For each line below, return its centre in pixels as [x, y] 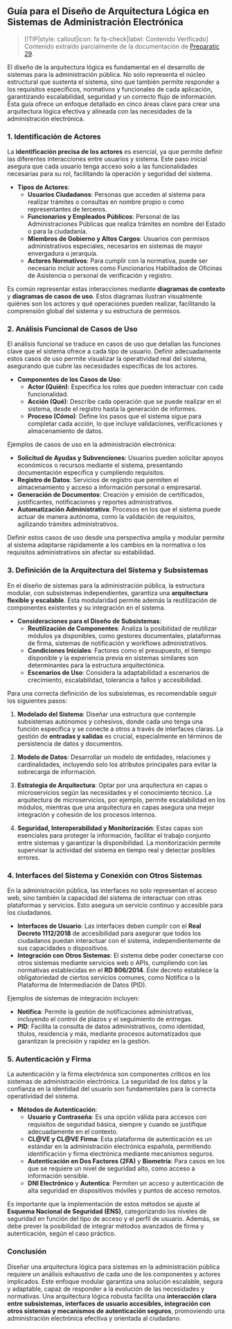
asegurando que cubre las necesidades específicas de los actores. [103, 366]
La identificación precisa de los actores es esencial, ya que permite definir [115, 152]
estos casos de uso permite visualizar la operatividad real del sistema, [107, 359]
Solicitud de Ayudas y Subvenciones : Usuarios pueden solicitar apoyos [120, 458]
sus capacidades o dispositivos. [63, 948]
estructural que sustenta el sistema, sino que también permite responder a [114, 82]
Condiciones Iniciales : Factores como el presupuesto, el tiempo [119, 650]
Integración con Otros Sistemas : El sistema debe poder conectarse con [120, 955]
